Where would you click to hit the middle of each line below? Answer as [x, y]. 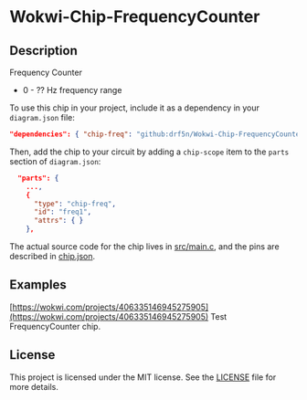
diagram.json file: [42, 117]
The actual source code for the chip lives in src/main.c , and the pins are [145, 247]
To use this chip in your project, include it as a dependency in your [135, 108]
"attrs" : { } [58, 221]
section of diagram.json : [55, 161]
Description [43, 51]
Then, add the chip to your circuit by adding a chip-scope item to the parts [149, 152]
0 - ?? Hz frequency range [72, 90]
